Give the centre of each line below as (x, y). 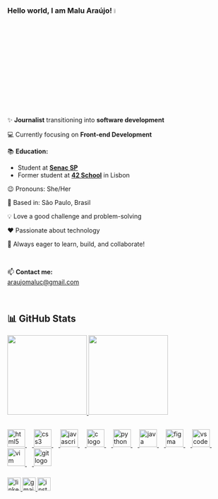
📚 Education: (28, 151)
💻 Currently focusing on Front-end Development (80, 134)
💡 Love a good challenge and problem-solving (75, 216)
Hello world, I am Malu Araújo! (60, 11)
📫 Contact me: (30, 271)
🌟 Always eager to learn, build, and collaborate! (76, 244)
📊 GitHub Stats (42, 318)
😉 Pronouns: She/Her (39, 189)
